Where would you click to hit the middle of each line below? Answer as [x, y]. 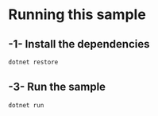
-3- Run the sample [57, 87]
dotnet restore [33, 62]
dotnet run [26, 105]
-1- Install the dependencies [79, 44]
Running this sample [77, 15]
